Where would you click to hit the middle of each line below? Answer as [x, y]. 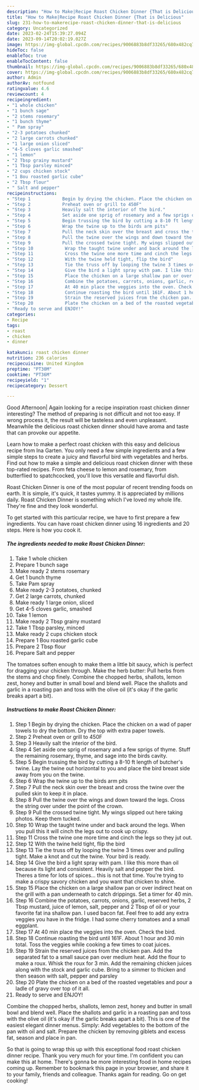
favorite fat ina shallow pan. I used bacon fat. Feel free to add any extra [102, 913]
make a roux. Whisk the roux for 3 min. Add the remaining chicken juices [103, 963]
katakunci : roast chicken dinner [48, 353]
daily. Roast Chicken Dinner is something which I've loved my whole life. [94, 500]
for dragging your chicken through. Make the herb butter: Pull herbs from [96, 671]
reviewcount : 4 [25, 94]
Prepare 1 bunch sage [42, 565]
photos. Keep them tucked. [48, 819]
